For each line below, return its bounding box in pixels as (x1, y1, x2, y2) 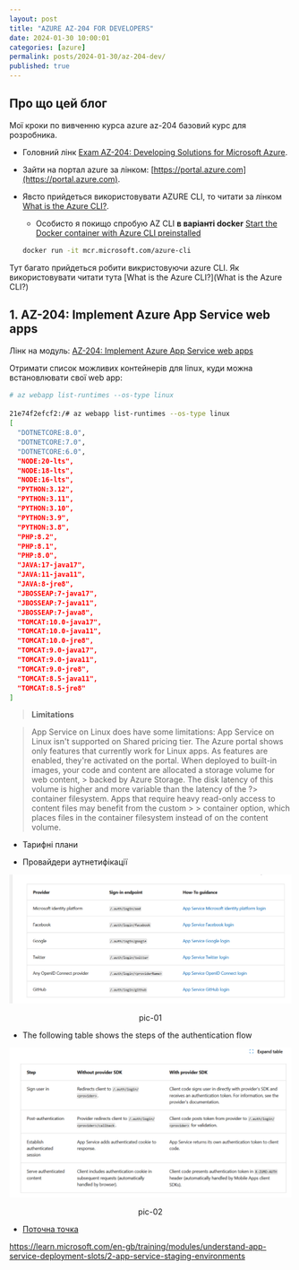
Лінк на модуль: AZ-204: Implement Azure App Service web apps (9, 345, 253, 356)
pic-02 (138, 1206, 163, 1217)
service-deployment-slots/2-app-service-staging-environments (9, 1250, 246, 1261)
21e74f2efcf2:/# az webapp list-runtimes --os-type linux (9, 409, 230, 419)
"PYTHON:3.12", (17, 485, 74, 494)
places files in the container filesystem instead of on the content (30, 813, 269, 823)
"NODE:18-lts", (17, 466, 74, 475)
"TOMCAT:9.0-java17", (17, 646, 98, 655)
